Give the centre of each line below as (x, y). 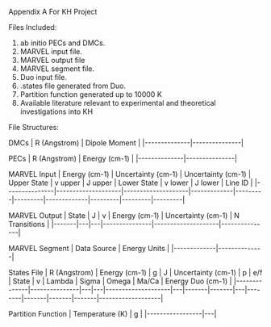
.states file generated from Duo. (73, 86)
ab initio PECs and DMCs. (63, 43)
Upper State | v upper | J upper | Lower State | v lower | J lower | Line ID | (131, 182)
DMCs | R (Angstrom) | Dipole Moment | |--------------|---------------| (126, 143)
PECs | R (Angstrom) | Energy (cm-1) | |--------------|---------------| (123, 158)
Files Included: (33, 27)
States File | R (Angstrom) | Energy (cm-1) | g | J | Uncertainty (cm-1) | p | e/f (135, 272)
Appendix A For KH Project (53, 12)
